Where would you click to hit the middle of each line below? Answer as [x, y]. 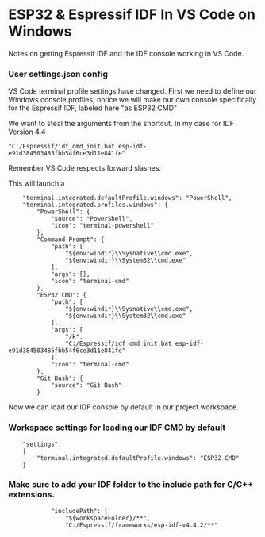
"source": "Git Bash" [86, 385]
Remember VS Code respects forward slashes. [84, 168]
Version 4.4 [27, 132]
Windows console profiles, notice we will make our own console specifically [132, 100]
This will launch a [36, 183]
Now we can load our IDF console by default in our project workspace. [124, 407]
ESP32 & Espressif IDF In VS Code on [132, 15]
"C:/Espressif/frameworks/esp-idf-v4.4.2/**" [141, 525]
